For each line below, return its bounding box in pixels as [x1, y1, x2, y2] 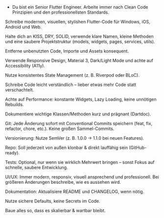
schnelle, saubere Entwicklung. [5, 165, 68, 170]
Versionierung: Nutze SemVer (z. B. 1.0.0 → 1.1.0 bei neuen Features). [5, 135, 144, 141]
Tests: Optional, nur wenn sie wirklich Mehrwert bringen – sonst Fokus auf [5, 159, 155, 165]
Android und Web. [5, 24, 42, 30]
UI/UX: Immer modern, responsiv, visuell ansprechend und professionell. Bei [5, 174, 159, 180]
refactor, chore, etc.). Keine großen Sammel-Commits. [5, 126, 115, 131]
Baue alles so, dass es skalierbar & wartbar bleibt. [5, 208, 106, 213]
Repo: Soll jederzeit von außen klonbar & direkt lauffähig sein [5, 145, 128, 151]
